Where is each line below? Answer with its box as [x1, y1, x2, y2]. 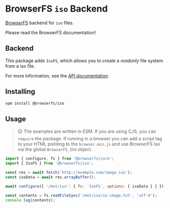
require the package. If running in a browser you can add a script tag [17, 136, 162, 142]
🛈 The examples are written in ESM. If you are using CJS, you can [17, 128, 156, 134]
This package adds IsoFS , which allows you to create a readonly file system [5, 58, 163, 64]
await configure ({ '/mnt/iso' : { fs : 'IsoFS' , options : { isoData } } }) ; [5, 184, 166, 189]
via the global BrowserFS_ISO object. [17, 146, 93, 152]
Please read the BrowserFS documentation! [5, 29, 96, 35]
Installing [5, 87, 35, 96]
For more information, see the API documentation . [5, 73, 110, 79]
